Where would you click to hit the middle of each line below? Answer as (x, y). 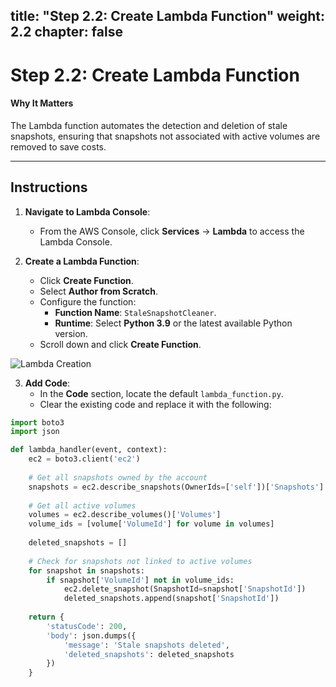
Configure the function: (88, 301)
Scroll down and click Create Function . (120, 344)
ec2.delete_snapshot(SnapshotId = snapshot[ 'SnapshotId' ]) (185, 589)
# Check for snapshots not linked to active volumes (140, 561)
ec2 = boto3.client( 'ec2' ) (84, 459)
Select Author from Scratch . (99, 291)
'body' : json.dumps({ (91, 635)
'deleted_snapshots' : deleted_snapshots (149, 654)
